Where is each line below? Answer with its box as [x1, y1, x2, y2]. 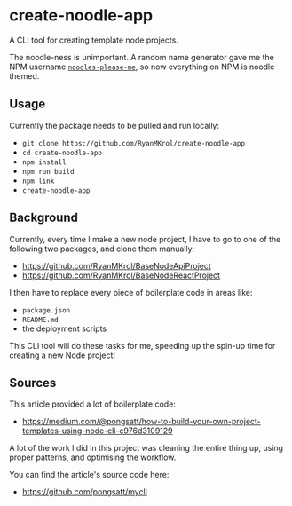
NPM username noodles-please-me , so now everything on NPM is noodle [9, 61, 275, 72]
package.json [21, 305, 71, 315]
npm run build [21, 167, 75, 176]
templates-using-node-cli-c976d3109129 [21, 425, 173, 436]
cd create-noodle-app [21, 148, 102, 157]
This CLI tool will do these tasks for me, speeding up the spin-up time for [9, 340, 276, 351]
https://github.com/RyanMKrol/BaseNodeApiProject [21, 260, 211, 271]
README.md [21, 315, 59, 324]
